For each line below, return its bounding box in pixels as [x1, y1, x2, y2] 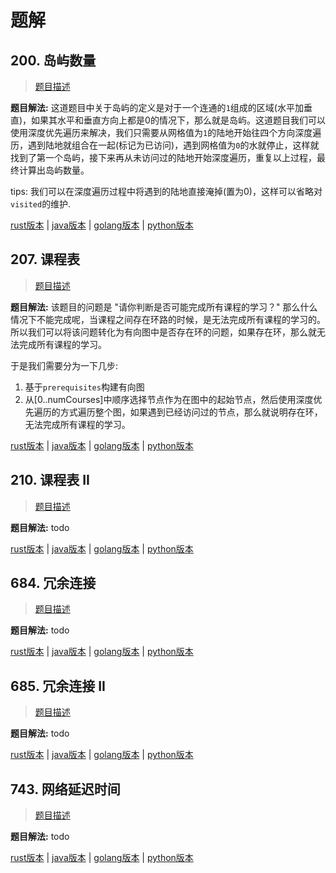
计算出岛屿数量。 [18, 164, 90, 176]
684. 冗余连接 [10, 575, 97, 592]
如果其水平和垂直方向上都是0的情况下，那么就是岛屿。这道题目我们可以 [31, 114, 326, 126]
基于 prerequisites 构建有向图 [24, 381, 145, 393]
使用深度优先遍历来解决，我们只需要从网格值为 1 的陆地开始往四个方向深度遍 [10, 127, 322, 138]
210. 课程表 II [10, 472, 90, 489]
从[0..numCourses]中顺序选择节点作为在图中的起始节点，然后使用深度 [24, 393, 314, 405]
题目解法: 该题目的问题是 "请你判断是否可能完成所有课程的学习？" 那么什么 [10, 301, 318, 313]
